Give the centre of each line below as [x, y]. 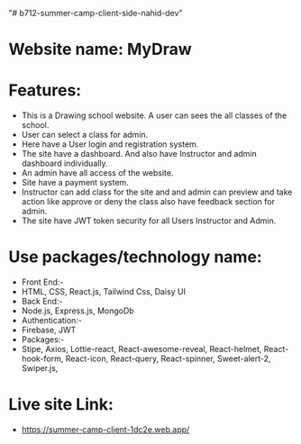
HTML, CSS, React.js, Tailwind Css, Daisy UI [104, 292]
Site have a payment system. [75, 183]
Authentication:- [52, 321]
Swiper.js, [40, 368]
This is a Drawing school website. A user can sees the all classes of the [154, 115]
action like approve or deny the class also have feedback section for [148, 202]
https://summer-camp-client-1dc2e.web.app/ [105, 430]
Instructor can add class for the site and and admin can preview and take [157, 192]
